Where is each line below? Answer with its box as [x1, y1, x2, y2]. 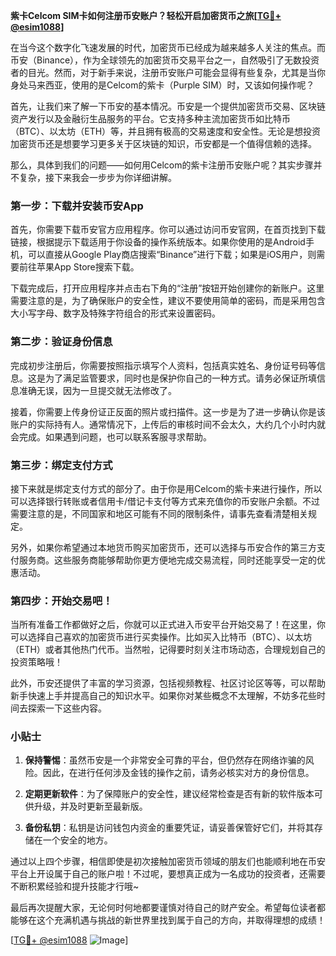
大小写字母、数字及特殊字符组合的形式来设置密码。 [10, 307, 221, 319]
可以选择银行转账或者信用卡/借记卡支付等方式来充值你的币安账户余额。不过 [10, 495, 321, 507]
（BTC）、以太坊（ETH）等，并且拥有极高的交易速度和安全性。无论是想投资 [10, 125, 322, 137]
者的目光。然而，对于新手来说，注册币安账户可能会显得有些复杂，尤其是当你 [10, 67, 326, 78]
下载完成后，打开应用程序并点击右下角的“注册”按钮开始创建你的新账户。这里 [10, 282, 325, 294]
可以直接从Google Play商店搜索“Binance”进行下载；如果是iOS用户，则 [27, 249, 317, 261]
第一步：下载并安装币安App [10, 199, 144, 213]
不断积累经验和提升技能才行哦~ [10, 880, 140, 893]
